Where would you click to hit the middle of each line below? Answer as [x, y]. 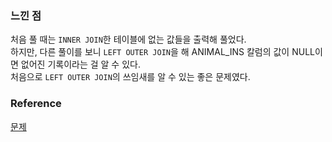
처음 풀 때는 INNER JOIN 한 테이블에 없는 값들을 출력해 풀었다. [128, 39]
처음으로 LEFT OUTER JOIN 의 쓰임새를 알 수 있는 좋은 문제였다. [130, 77]
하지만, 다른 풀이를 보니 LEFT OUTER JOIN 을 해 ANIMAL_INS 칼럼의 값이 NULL [162, 52]
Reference [36, 104]
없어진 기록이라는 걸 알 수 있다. [80, 64]
